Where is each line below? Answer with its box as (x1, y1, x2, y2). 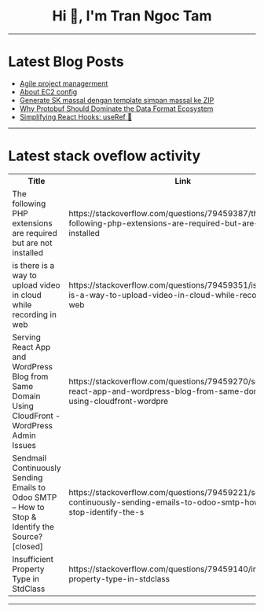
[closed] (12, 541, 43, 552)
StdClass (12, 583, 46, 594)
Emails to (12, 482, 46, 493)
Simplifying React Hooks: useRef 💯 (19, 112, 132, 121)
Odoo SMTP (12, 491, 57, 502)
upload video (12, 279, 60, 290)
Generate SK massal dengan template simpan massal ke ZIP (19, 95, 214, 105)
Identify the (12, 521, 55, 532)
